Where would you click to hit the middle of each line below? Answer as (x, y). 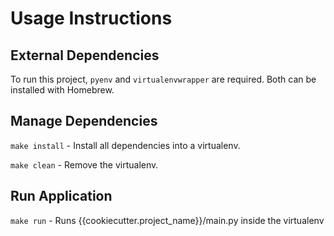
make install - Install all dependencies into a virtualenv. (125, 145)
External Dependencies (85, 55)
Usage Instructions (91, 18)
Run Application (61, 196)
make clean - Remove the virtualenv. (84, 164)
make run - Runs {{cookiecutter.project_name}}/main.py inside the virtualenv (167, 220)
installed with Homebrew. (62, 90)
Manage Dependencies (84, 121)
